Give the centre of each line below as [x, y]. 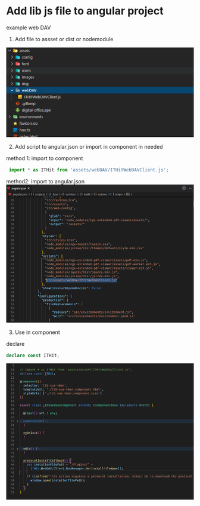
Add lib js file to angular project [85, 11]
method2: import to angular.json [46, 182]
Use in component [37, 332]
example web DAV [29, 27]
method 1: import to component [45, 158]
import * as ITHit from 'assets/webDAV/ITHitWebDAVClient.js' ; [89, 170]
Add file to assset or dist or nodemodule [64, 39]
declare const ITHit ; [33, 355]
